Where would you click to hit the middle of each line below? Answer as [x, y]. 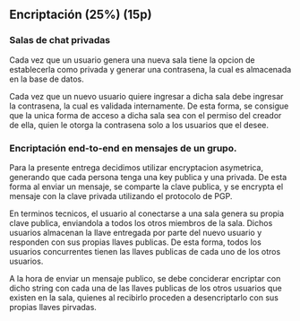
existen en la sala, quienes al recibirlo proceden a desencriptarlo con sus [144, 297]
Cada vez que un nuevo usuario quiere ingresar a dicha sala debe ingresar [146, 96]
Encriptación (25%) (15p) [81, 15]
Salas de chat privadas [60, 40]
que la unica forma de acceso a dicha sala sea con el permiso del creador [146, 115]
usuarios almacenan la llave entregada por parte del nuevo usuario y [136, 232]
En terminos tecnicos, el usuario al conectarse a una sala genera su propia [147, 213]
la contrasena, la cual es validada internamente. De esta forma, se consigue [149, 106]
